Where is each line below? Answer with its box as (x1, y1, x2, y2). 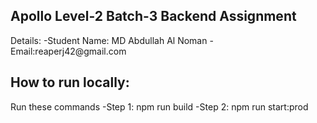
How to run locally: (10, 74, 130, 91)
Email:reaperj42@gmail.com (10, 45, 127, 57)
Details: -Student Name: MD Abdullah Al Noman (10, 34, 208, 46)
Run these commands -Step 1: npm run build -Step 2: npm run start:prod (10, 100, 309, 113)
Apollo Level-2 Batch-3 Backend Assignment (10, 8, 297, 25)
